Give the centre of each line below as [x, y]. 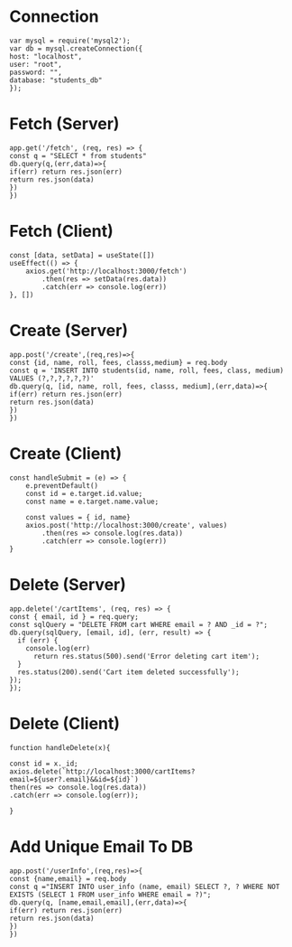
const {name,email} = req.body [68, 878]
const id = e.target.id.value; [84, 493]
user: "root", [36, 64]
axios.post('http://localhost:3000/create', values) [127, 525]
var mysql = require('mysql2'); [70, 41]
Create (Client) [66, 453]
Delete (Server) [68, 584]
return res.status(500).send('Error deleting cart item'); [146, 656]
